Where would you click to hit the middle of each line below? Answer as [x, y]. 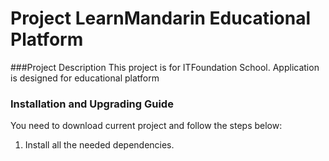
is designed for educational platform [85, 78]
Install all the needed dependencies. [99, 145]
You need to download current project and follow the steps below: [146, 126]
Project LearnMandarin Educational [160, 18]
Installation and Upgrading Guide [92, 104]
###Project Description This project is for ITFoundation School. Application [165, 67]
